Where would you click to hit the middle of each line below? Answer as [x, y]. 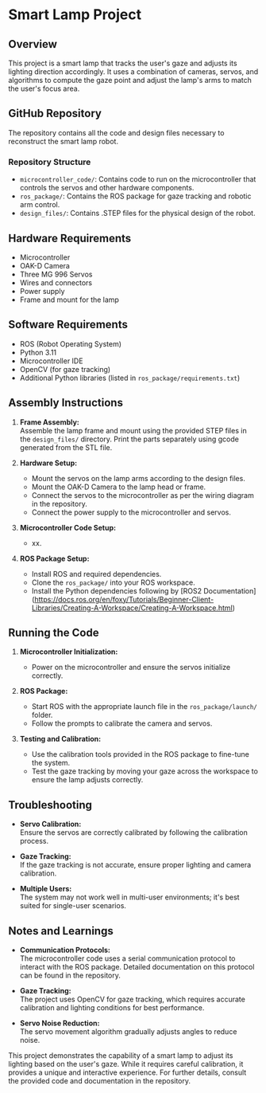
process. [34, 841]
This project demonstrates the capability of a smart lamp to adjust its [121, 1055]
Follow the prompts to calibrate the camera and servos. [122, 723]
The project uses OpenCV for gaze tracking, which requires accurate [133, 999]
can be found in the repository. [70, 975]
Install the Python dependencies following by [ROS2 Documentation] [144, 590]
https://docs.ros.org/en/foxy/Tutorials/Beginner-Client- [124, 599]
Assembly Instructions [66, 403]
